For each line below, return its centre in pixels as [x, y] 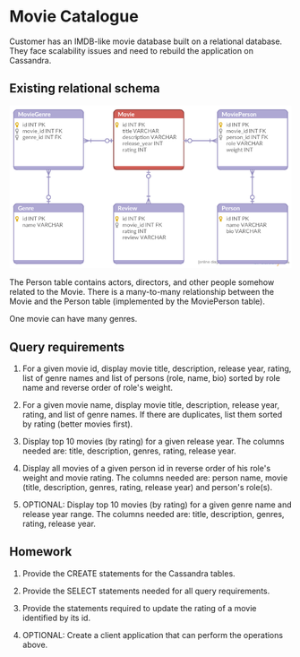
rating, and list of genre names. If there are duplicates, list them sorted [152, 415]
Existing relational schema [85, 88]
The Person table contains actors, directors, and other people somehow [142, 282]
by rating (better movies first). [77, 424]
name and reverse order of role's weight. [97, 388]
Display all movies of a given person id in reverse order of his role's [146, 469]
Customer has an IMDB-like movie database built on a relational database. [146, 41]
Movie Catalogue [74, 17]
